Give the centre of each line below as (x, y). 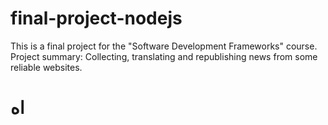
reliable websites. (46, 67)
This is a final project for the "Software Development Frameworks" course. (164, 46)
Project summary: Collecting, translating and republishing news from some (164, 56)
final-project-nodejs (96, 18)
